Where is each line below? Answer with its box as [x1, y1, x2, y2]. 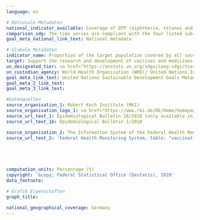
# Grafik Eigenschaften [6, 188, 65, 194]
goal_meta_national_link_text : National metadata [6, 36, 132, 42]
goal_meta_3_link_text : [6, 86, 65, 92]
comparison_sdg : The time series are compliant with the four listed [6, 30, 183, 36]
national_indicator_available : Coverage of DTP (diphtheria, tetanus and [6, 25, 193, 31]
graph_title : [6, 194, 39, 200]
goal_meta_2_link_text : [6, 80, 65, 86]
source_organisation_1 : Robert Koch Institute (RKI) [6, 102, 140, 108]
